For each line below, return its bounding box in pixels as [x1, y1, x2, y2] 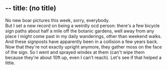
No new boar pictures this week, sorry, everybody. [5, 17, 110, 23]
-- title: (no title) [5, 4, 57, 12]
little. [5, 59, 16, 65]
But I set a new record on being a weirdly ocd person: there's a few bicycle [5, 22, 160, 28]
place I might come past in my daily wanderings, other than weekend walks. [5, 33, 162, 39]
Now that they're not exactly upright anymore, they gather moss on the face [5, 43, 162, 49]
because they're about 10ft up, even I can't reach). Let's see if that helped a [5, 54, 162, 60]
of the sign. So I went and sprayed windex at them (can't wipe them [5, 49, 145, 55]
